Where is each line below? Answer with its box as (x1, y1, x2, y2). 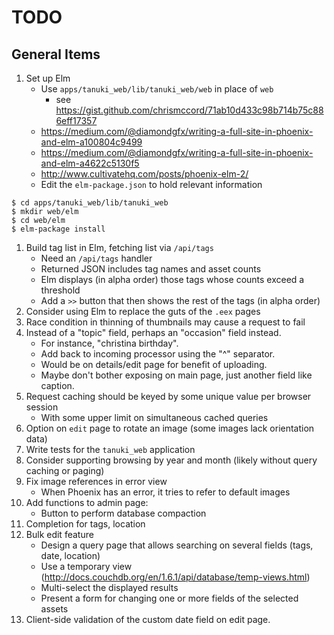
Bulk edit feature (25, 529, 94, 540)
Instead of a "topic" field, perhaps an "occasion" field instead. (25, 327, 282, 338)
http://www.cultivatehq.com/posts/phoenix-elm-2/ (40, 168, 249, 180)
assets (40, 603, 69, 615)
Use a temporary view (40, 561, 133, 572)
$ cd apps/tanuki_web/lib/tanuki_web (11, 198, 169, 208)
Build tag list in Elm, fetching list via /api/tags (25, 242, 214, 253)
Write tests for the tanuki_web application (25, 444, 196, 455)
